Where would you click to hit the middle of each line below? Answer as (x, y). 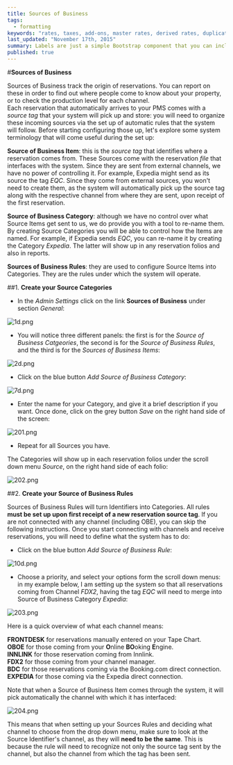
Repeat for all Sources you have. (64, 445)
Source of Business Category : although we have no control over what (108, 216)
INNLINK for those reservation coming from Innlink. (81, 654)
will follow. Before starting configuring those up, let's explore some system (114, 130)
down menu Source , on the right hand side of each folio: (88, 466)
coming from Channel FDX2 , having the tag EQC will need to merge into (120, 591)
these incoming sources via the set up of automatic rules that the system (111, 122)
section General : (41, 308)
